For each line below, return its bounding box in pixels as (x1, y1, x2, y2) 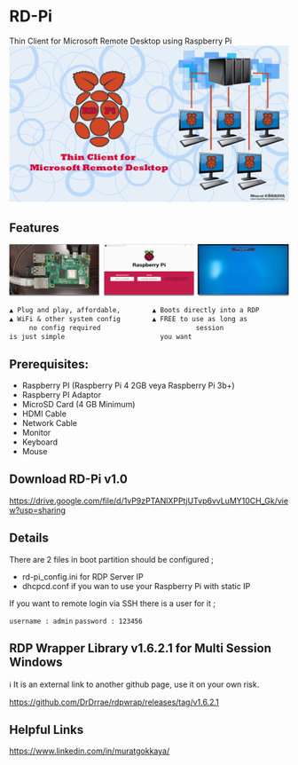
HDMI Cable (21, 408, 67, 419)
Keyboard (21, 437, 59, 447)
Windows (9, 655, 63, 670)
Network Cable (21, 418, 78, 429)
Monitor (21, 428, 51, 438)
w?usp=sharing (9, 504, 67, 516)
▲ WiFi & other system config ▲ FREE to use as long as (9, 315, 248, 324)
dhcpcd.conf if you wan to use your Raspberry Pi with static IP (21, 580, 251, 591)
